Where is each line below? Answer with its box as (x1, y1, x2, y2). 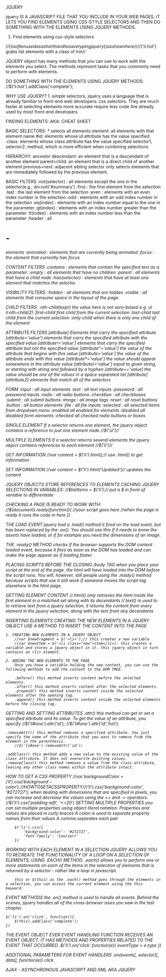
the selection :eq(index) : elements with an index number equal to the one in (5, 200, 160, 205)
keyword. (5, 886, 24, 891)
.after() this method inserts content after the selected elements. (14, 684, 159, 689)
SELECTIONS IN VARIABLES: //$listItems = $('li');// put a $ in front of (5, 487, 145, 492)
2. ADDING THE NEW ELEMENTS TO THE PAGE (5, 658, 90, 663)
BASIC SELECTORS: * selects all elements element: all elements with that (5, 128, 155, 134)
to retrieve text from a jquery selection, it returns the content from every (5, 603, 152, 609)
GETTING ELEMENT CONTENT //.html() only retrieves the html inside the (5, 592, 154, 598)
